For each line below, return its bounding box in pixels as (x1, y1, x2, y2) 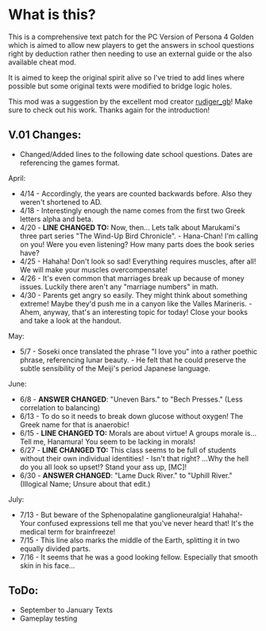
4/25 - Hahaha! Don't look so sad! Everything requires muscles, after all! (19, 257, 256, 266)
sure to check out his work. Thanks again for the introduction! (8, 105, 210, 115)
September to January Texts (19, 605, 114, 614)
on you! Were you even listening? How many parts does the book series (19, 239, 255, 249)
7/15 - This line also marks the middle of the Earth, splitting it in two (19, 535, 241, 545)
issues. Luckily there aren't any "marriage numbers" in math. (19, 281, 219, 292)
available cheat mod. (8, 57, 77, 67)
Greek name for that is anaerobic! (19, 420, 129, 429)
